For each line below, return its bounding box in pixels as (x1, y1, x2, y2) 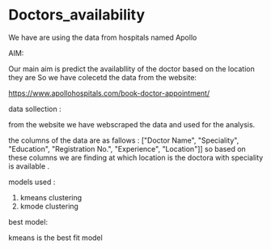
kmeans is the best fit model (8, 233, 103, 243)
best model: (8, 217, 49, 226)
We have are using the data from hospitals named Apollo (8, 32, 197, 42)
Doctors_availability (8, 6, 146, 24)
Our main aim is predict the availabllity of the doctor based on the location (8, 63, 255, 74)
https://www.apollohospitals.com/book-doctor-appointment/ (8, 88, 210, 98)
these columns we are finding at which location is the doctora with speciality (8, 152, 264, 162)
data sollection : (8, 104, 62, 114)
